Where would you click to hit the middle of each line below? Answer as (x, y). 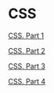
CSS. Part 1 (26, 35)
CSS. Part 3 (27, 66)
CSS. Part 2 (27, 50)
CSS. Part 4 (27, 81)
